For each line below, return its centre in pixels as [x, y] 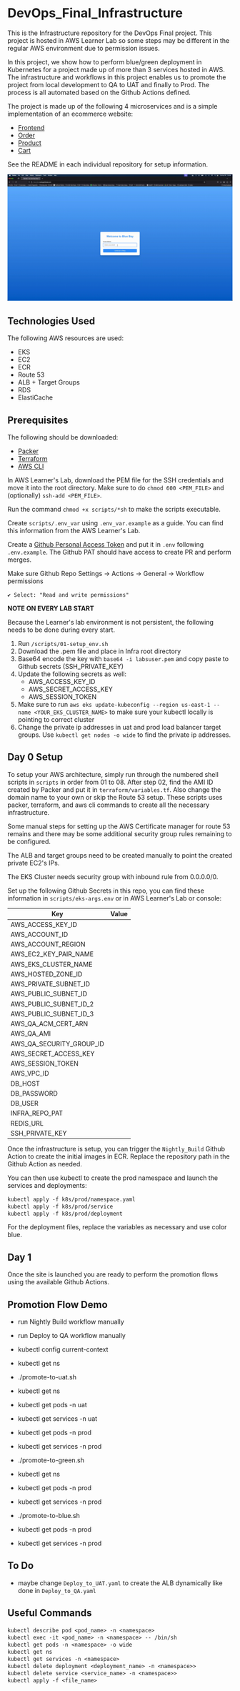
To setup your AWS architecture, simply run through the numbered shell [113, 774]
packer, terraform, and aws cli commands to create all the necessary [109, 805]
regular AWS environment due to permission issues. [84, 48]
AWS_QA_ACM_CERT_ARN [49, 1024]
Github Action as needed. [45, 1164]
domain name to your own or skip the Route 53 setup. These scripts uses [115, 797]
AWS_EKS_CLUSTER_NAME [51, 964]
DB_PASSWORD [34, 1093]
